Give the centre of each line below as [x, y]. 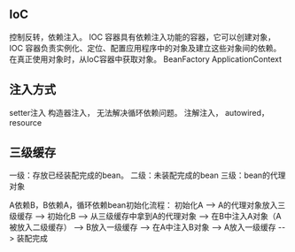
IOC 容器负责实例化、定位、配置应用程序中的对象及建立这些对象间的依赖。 [145, 48]
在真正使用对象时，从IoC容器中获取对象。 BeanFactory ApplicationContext [145, 59]
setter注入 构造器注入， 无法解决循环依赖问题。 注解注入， [116, 112]
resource [26, 122]
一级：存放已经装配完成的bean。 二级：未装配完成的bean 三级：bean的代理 [147, 175]
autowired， [247, 112]
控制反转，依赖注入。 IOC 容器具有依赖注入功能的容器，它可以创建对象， [143, 37]
